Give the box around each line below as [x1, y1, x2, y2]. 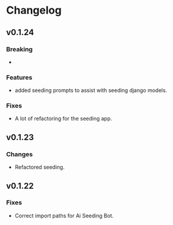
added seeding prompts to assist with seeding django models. [14, 87, 168, 94]
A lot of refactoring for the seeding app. [14, 115, 112, 122]
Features [6, 73, 33, 81]
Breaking [6, 45, 33, 53]
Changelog [6, 4, 62, 17]
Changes [6, 150, 33, 158]
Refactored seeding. [14, 164, 65, 171]
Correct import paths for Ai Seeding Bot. [14, 212, 114, 219]
